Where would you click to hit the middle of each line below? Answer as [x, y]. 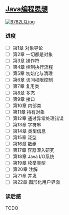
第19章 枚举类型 [29, 163]
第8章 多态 [24, 93]
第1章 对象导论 [28, 48]
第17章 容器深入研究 [33, 150]
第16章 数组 [25, 144]
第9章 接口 [24, 99]
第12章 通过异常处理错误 [38, 118]
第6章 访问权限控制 [33, 80]
